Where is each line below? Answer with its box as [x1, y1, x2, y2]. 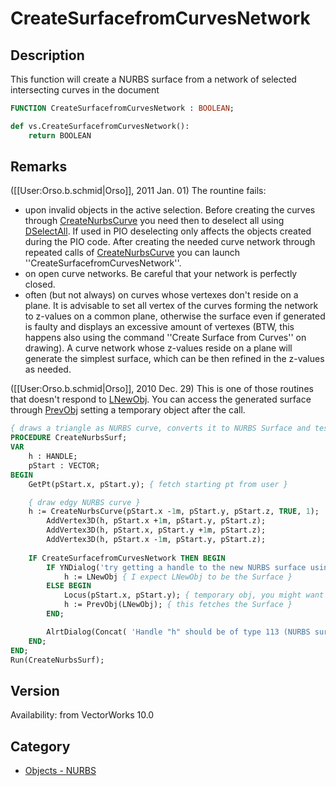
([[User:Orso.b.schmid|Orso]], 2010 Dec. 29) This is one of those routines [10, 383, 314, 395]
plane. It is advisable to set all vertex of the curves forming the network [24, 300, 319, 312]
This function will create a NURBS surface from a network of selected [10, 73, 297, 85]
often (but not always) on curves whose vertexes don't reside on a [24, 289, 299, 301]
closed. [24, 278, 56, 291]
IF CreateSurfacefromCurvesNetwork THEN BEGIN [28, 553, 226, 563]
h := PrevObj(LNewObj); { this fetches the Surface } [63, 600, 293, 610]
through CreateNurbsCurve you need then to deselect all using [24, 215, 285, 227]
